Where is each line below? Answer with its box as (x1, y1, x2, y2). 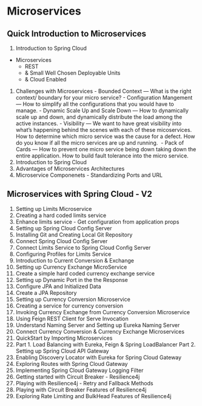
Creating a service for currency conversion (15, 302, 124, 309)
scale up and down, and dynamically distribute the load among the (15, 114, 183, 120)
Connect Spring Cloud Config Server (15, 237, 108, 244)
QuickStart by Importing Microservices (15, 334, 113, 342)
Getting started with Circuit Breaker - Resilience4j (15, 373, 140, 380)
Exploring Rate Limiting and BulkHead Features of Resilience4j (15, 392, 172, 399)
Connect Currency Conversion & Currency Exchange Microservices (15, 328, 184, 335)
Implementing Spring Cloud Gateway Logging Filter (15, 366, 144, 374)
